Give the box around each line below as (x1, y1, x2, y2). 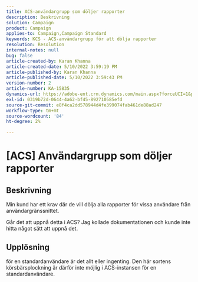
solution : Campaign (6, 20, 54, 25)
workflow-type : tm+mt (6, 108, 60, 114)
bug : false (6, 53, 33, 59)
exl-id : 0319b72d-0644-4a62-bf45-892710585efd (6, 96, 123, 102)
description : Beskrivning (6, 14, 70, 20)
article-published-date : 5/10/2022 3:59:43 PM (6, 74, 123, 80)
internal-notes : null (6, 47, 60, 53)
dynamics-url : (6, 91, 41, 97)
